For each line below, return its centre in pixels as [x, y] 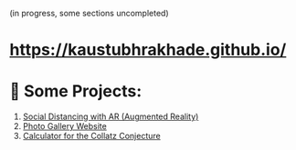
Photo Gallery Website [64, 126]
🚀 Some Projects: [76, 91]
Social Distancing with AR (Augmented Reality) [111, 116]
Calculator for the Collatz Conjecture [92, 136]
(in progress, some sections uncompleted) [89, 13]
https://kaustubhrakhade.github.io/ [148, 50]
